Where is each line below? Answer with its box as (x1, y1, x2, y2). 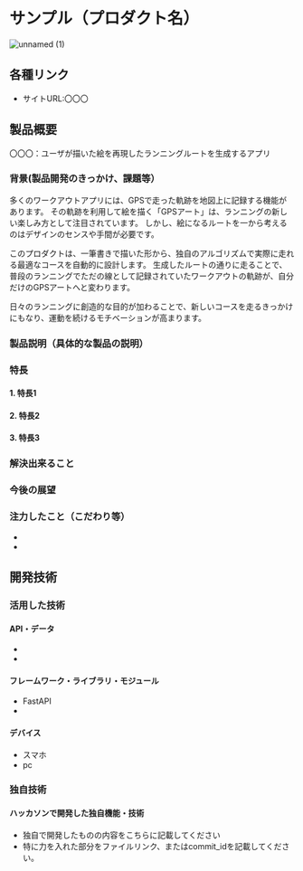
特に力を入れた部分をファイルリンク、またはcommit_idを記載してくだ (22, 840, 282, 851)
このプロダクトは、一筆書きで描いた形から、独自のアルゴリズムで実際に (9, 248, 279, 259)
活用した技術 (9, 599, 66, 611)
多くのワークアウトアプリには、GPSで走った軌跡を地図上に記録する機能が (9, 194, 288, 205)
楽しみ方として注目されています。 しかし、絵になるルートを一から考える (16, 217, 288, 228)
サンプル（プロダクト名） (9, 8, 200, 29)
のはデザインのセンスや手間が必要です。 (9, 228, 160, 240)
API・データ (9, 623, 55, 634)
